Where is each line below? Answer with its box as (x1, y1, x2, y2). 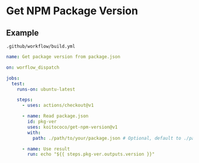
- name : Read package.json (21, 113, 89, 119)
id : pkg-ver (27, 119, 57, 124)
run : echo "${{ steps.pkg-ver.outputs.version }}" (27, 151, 155, 158)
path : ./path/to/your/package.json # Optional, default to (32, 135, 182, 141)
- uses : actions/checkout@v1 (21, 103, 94, 108)
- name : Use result (21, 146, 70, 152)
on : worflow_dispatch (6, 64, 60, 71)
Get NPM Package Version (6, 4, 138, 18)
